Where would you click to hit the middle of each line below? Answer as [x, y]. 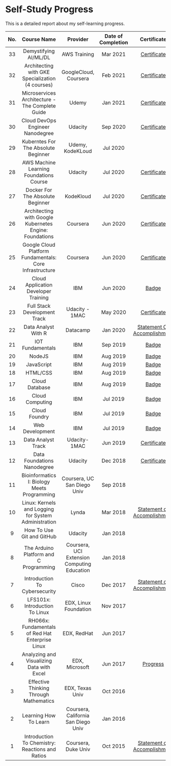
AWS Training [78, 54]
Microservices [39, 93]
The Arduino [39, 548]
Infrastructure [39, 270]
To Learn [39, 722]
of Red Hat [39, 633]
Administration [39, 522]
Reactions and [39, 749]
